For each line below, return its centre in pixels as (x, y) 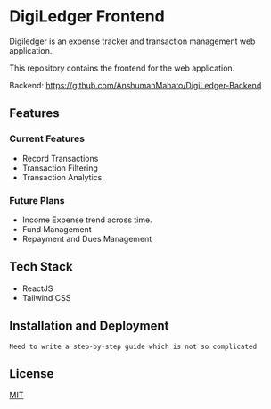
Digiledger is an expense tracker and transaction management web (132, 41)
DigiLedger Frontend (87, 17)
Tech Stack (41, 267)
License (32, 374)
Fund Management (57, 229)
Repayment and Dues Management (87, 238)
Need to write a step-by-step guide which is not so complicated (133, 346)
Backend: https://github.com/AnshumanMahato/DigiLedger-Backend (135, 85)
